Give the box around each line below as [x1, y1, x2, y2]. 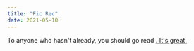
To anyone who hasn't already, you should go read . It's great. [7, 36, 187, 44]
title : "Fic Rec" [7, 10, 59, 17]
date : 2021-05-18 [7, 17, 59, 24]
